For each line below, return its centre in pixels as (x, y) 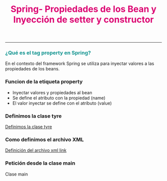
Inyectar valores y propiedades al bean (52, 92)
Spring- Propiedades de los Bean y (83, 9)
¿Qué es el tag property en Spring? (48, 53)
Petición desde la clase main (40, 163)
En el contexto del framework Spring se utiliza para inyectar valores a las (80, 63)
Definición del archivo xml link (36, 150)
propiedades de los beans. (32, 69)
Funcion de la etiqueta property (44, 82)
